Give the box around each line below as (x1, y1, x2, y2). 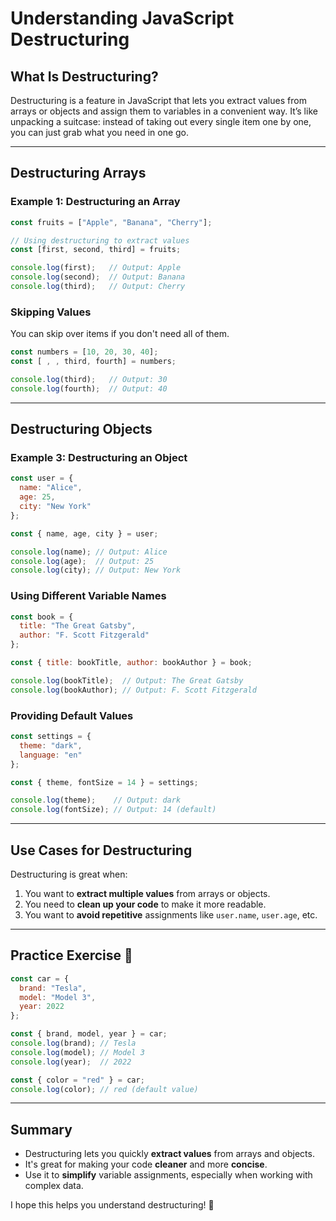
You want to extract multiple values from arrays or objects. (24, 887, 271, 899)
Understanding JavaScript (10, 7, 235, 30)
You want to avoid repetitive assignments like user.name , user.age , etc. (24, 908, 318, 921)
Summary (10, 1121, 73, 1138)
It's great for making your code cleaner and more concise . (24, 1158, 268, 1171)
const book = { (10, 612, 74, 622)
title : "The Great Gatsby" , (19, 621, 137, 631)
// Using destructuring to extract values (10, 235, 190, 246)
